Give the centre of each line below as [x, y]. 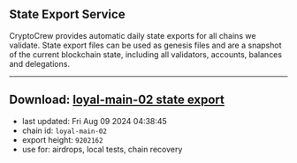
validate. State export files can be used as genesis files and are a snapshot [145, 45]
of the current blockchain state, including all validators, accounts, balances [146, 54]
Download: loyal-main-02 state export [117, 100]
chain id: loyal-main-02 [65, 130]
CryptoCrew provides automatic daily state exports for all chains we [133, 35]
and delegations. [40, 63]
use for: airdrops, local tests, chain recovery [102, 149]
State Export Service [67, 15]
